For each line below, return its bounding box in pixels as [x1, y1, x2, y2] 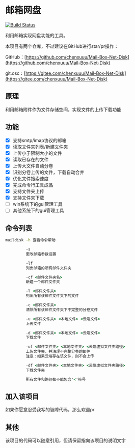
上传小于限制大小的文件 [12, 150, 62, 156]
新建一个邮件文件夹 [25, 279, 60, 285]
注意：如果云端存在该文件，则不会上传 [25, 354, 94, 359]
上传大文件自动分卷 [12, 162, 53, 169]
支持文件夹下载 [12, 194, 44, 201]
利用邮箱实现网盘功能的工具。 [5, 32, 68, 38]
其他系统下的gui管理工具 [12, 207, 65, 214]
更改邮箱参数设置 [25, 251, 57, 257]
